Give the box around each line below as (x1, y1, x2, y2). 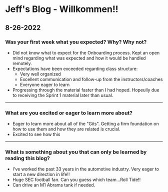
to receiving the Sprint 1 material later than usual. (12, 92, 113, 98)
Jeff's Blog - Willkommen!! (5, 3, 118, 15)
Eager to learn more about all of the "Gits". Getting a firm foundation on (12, 121, 159, 127)
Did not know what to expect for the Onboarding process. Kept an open (12, 49, 160, 55)
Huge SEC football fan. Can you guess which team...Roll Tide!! (12, 176, 141, 183)
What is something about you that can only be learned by (5, 148, 147, 155)
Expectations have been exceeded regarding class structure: (12, 65, 138, 71)
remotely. (12, 60, 32, 66)
